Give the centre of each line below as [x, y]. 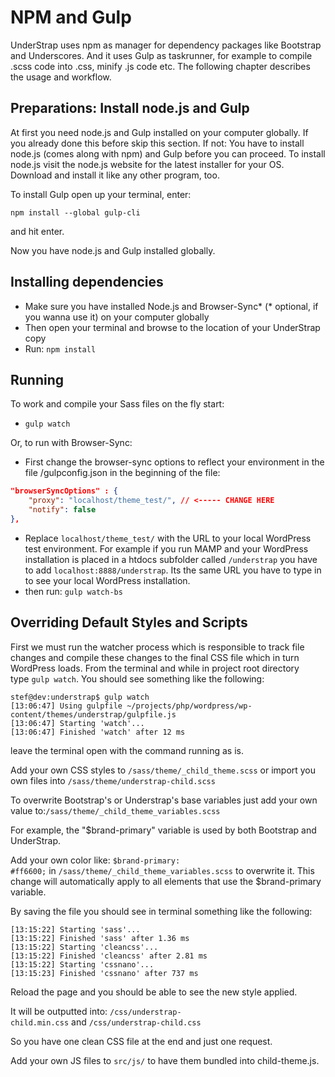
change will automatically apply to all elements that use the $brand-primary [166, 881]
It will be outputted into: [59, 1011]
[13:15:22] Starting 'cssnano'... [82, 964]
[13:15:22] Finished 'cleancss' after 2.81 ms [109, 956]
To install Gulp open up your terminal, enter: [101, 194]
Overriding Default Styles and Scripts [129, 622]
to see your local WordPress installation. [107, 580]
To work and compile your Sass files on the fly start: [117, 404]
